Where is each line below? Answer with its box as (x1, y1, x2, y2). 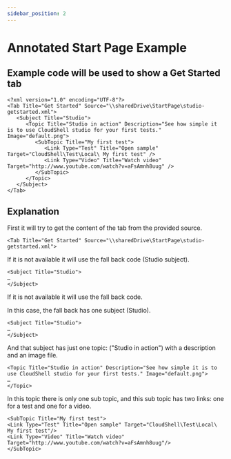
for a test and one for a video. (7, 402, 92, 411)
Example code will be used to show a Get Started (7, 67, 221, 79)
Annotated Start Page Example (7, 39, 188, 55)
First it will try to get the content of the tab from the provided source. (7, 224, 203, 232)
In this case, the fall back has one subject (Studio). (7, 306, 151, 315)
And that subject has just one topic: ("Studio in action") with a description (7, 344, 216, 352)
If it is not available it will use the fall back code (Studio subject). (7, 255, 190, 264)
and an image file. (7, 351, 59, 360)
